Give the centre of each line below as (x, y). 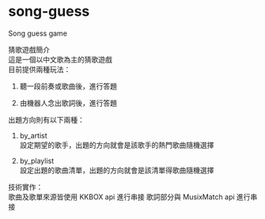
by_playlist (37, 160)
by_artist (33, 135)
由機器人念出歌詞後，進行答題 (68, 103)
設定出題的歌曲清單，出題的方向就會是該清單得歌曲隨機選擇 (117, 170)
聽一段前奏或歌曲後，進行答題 (68, 86)
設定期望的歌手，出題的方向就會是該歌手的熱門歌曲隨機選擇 (117, 145)
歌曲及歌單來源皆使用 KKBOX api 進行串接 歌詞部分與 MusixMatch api (121, 197)
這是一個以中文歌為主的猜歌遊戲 (60, 59)
